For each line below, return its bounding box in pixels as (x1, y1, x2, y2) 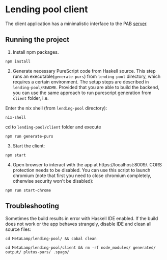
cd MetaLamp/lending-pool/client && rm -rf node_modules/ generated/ (5, 245, 156, 250)
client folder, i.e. (12, 95, 49, 101)
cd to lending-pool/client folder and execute (5, 124, 101, 130)
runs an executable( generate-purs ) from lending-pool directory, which (12, 73, 161, 79)
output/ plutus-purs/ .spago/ (5, 249, 70, 254)
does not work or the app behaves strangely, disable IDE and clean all (5, 221, 152, 227)
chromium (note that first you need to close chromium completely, (12, 172, 152, 179)
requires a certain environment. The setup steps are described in (12, 78, 149, 85)
